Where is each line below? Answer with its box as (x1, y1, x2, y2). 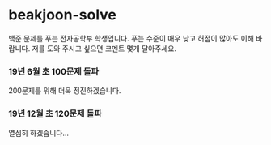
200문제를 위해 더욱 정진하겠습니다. (8, 86, 121, 96)
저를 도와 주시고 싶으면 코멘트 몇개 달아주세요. (32, 43, 176, 53)
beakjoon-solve (8, 6, 117, 24)
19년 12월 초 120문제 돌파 (8, 108, 103, 119)
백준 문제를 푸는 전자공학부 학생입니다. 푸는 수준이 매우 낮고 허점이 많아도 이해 (8, 33, 255, 43)
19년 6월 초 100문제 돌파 (8, 66, 100, 77)
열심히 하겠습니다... (8, 128, 70, 138)
